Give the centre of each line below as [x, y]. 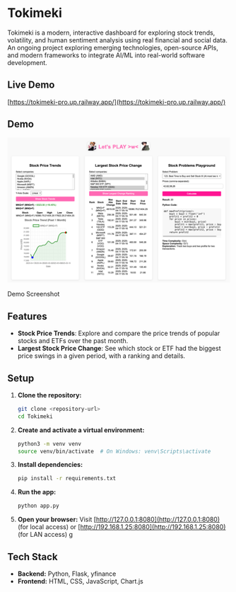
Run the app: [37, 492]
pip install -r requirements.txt [67, 479]
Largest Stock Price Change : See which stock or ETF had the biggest [119, 349]
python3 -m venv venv [49, 443]
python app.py [38, 506]
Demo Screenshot [34, 294]
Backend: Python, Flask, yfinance [67, 574]
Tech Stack [33, 557]
